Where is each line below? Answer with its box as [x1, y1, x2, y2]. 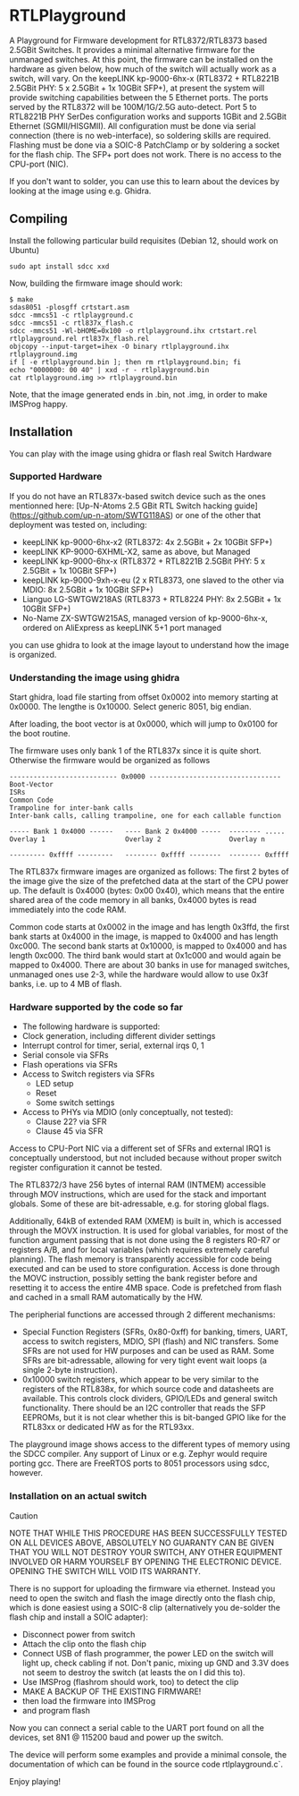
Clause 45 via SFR [35, 1126, 104, 1136]
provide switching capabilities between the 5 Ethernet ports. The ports [9, 91, 269, 103]
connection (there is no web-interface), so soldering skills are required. [9, 130, 271, 140]
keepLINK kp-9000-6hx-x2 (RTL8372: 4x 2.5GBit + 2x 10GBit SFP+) [21, 536, 273, 547]
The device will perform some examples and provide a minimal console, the [9, 1749, 287, 1759]
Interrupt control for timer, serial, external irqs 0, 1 [21, 1040, 205, 1051]
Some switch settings [35, 1097, 115, 1108]
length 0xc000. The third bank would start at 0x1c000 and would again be [9, 950, 281, 961]
